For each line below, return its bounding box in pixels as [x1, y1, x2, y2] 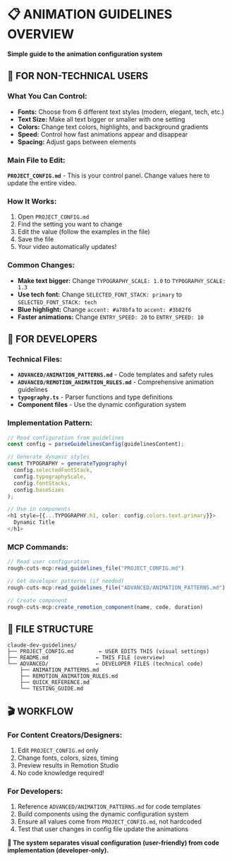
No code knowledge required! [17, 768, 104, 777]
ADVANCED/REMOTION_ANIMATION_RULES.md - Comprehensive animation [17, 378, 214, 386]
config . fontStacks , [13, 480, 71, 487]
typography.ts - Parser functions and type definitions [17, 393, 173, 401]
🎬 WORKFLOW [7, 705, 74, 717]
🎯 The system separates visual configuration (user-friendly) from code [7, 838, 220, 847]
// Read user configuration [7, 558, 90, 565]
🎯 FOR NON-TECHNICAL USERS [7, 70, 149, 82]
